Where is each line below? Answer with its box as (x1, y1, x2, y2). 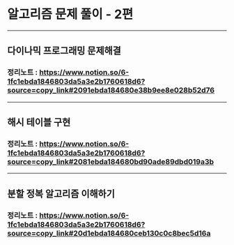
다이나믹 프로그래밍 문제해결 (7, 45, 122, 57)
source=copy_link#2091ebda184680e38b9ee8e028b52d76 (7, 85, 214, 95)
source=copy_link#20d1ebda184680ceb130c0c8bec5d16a (7, 228, 211, 238)
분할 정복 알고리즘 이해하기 (7, 188, 115, 200)
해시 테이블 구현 (7, 117, 71, 128)
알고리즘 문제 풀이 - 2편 (7, 6, 134, 22)
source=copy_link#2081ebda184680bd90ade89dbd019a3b (7, 156, 214, 166)
